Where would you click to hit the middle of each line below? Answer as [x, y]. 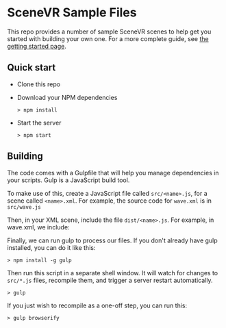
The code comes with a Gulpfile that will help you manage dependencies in [113, 173]
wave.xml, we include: [38, 227]
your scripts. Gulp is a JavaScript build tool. [68, 180]
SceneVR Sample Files [72, 13]
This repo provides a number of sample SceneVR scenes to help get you [109, 31]
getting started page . [37, 46]
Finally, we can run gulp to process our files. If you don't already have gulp [112, 240]
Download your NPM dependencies [67, 97]
